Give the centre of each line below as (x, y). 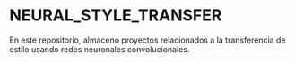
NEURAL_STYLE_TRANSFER (116, 15)
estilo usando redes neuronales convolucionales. (100, 49)
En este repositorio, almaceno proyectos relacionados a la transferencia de (147, 40)
